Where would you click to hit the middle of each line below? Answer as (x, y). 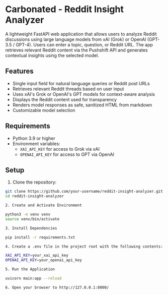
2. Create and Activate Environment (44, 205)
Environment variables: (36, 143)
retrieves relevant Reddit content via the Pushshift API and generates (76, 50)
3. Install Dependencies (31, 228)
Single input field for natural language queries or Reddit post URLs (81, 83)
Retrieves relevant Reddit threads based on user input (68, 89)
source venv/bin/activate (32, 219)
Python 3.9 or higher (34, 138)
